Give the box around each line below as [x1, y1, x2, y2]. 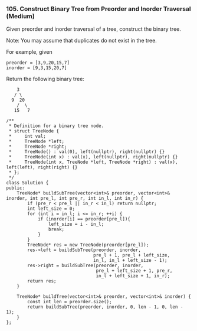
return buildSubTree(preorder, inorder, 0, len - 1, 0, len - [27, 304, 183, 310]
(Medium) [6, 12, 35, 20]
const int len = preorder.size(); [27, 299, 112, 305]
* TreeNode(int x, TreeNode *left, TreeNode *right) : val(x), [8, 159, 178, 165]
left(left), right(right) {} [6, 164, 78, 170]
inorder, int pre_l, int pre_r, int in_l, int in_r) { [6, 196, 144, 202]
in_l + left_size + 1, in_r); [96, 273, 170, 279]
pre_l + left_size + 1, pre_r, [96, 268, 173, 274]
